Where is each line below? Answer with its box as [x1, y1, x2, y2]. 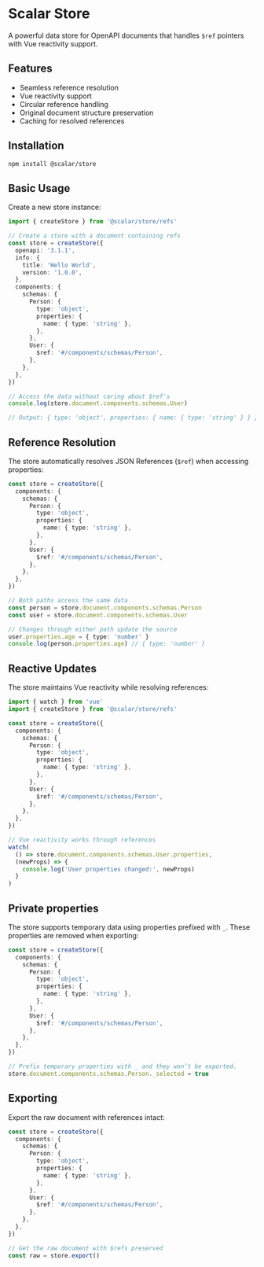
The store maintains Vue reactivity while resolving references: [8, 683, 209, 692]
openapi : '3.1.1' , [15, 246, 76, 254]
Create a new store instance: [8, 202, 101, 212]
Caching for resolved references [19, 116, 125, 126]
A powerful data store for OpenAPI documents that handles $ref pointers [8, 31, 244, 40]
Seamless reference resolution [19, 83, 119, 92]
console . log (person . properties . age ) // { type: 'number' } [8, 640, 206, 648]
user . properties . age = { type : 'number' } [8, 632, 149, 641]
